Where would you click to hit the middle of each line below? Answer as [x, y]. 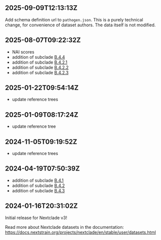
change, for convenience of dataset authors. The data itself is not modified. [80, 25]
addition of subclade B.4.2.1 [40, 62]
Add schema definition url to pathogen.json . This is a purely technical [74, 19]
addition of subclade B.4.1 [38, 180]
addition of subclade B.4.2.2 [40, 67]
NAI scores [23, 52]
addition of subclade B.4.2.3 [40, 72]
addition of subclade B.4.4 [39, 57]
